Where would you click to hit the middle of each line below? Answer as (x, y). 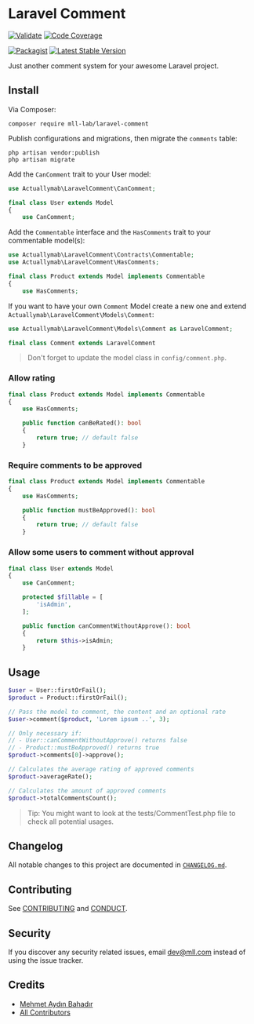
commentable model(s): (47, 241)
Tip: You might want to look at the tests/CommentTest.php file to (131, 813)
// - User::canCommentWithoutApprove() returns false (98, 741)
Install (24, 91)
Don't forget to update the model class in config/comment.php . (127, 358)
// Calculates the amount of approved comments (87, 791)
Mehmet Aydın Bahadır (56, 1004)
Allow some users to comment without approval (101, 552)
